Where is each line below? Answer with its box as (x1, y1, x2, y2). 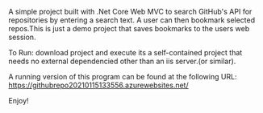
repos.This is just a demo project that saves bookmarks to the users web (8, 24, 250, 33)
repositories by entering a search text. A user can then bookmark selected (8, 15, 256, 25)
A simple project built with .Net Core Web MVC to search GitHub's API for (8, 7, 253, 16)
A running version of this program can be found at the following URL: (8, 72, 237, 81)
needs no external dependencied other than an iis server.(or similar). (8, 56, 236, 66)
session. (8, 32, 36, 42)
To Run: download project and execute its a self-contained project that (8, 48, 243, 57)
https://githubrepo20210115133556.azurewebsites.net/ (8, 80, 189, 90)
